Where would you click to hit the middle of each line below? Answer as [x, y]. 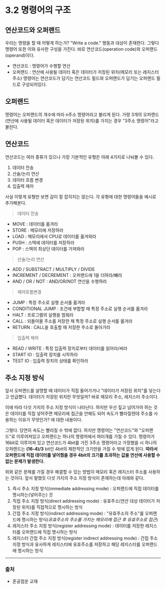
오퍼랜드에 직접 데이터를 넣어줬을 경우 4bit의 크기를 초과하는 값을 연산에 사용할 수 [83, 455]
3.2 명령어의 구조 [38, 10]
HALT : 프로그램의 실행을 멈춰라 [43, 315]
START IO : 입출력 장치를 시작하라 [45, 354]
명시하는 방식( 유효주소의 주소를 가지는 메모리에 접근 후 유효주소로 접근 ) [90, 520]
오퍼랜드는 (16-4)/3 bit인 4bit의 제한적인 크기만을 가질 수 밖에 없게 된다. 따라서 [82, 449]
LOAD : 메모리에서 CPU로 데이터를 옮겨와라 [54, 236]
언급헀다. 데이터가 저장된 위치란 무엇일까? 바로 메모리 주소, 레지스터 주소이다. [84, 397]
